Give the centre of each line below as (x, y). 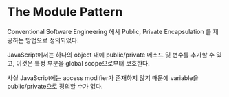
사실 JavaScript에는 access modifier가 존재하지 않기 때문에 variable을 (103, 78)
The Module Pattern (65, 12)
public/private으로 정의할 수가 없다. (55, 86)
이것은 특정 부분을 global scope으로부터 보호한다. (83, 63)
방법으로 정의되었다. (52, 40)
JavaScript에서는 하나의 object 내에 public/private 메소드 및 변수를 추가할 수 (111, 55)
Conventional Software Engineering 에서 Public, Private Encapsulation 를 (109, 31)
